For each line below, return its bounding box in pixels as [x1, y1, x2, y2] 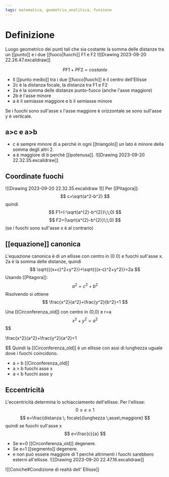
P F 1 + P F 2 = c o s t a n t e [62, 66, 108, 72]
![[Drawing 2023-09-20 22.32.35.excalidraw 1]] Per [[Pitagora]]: [5, 185, 139, 191]
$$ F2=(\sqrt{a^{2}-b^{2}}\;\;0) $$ [49, 217, 121, 223]
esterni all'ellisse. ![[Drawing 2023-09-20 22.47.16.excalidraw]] [12, 457, 144, 463]
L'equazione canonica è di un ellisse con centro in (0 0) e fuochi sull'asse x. [5, 253, 163, 259]
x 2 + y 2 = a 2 [72, 316, 98, 324]
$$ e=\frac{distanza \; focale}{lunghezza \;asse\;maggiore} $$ [20, 415, 150, 421]
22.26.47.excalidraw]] [5, 57, 51, 63]
